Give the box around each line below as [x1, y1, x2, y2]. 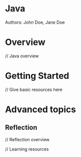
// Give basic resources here [5, 86, 63, 92]
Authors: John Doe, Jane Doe [5, 19, 65, 25]
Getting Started [5, 70, 70, 81]
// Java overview [5, 53, 39, 59]
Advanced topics [5, 104, 76, 115]
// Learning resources [5, 146, 49, 152]
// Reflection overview [5, 136, 50, 142]
